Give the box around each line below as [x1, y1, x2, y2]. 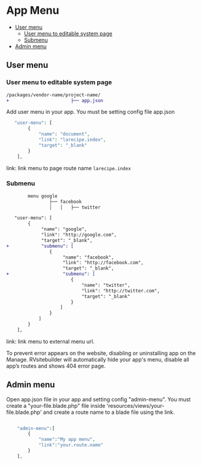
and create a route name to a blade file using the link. [43, 408, 175, 416]
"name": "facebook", [63, 254, 114, 260]
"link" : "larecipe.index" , [38, 137, 106, 143]
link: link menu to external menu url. [6, 337, 95, 345]
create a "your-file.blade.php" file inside [6, 402, 106, 409]
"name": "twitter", [81, 282, 130, 288]
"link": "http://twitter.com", [81, 288, 161, 294]
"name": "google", [41, 226, 87, 232]
